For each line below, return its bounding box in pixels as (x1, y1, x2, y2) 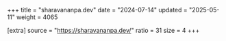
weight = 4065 (16, 13, 58, 21)
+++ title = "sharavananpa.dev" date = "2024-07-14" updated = (7, 6, 188, 14)
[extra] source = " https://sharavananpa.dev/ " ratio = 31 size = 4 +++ (7, 27, 200, 34)
